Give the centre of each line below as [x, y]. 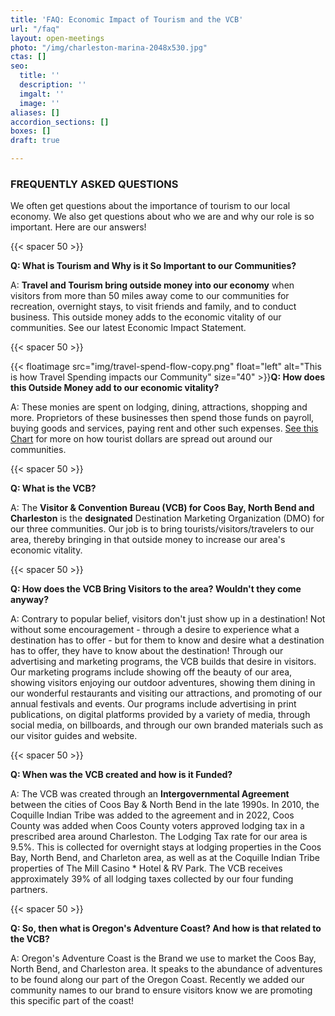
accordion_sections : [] [60, 122]
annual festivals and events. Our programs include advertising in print [153, 704]
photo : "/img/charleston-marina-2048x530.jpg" [109, 47]
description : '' [53, 85]
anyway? [30, 600]
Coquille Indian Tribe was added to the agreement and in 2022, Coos [152, 815]
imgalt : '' [42, 94]
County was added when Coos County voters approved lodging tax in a [157, 826]
